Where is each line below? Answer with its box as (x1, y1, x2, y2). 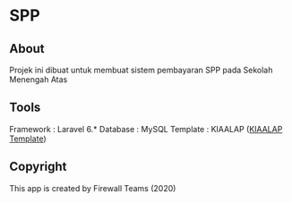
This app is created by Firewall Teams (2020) (9, 182, 176, 193)
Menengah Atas (9, 74, 68, 85)
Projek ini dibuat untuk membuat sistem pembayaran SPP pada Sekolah (9, 64, 273, 75)
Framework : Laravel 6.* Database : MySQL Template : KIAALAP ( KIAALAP (9, 123, 283, 134)
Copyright (9, 159, 67, 174)
